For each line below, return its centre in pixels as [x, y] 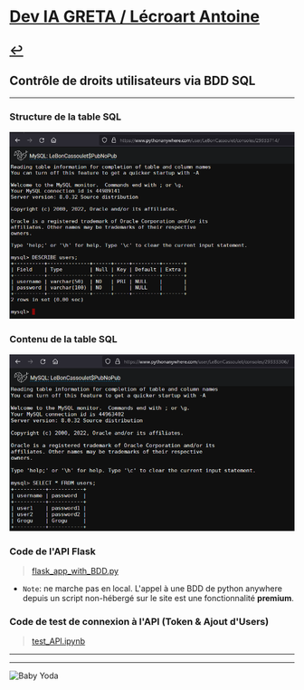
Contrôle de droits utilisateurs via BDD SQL [133, 80]
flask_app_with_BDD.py [75, 571]
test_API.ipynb [58, 641]
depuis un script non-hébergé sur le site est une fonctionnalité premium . [158, 599]
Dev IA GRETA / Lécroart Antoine [135, 17]
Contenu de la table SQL [63, 340]
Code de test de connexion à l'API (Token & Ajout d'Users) [139, 622]
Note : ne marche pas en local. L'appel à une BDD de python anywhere [152, 589]
